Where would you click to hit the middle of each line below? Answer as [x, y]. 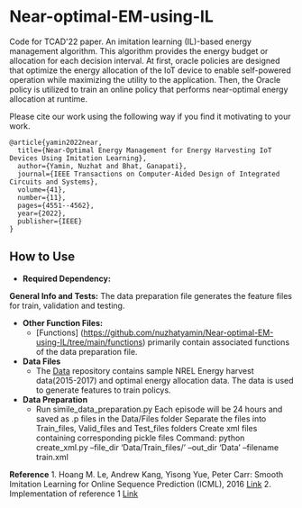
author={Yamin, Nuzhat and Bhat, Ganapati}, [102, 166]
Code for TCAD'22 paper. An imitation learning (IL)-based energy [131, 41]
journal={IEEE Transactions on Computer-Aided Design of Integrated [149, 174]
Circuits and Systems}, [54, 182]
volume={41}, [42, 190]
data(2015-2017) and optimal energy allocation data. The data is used [165, 380]
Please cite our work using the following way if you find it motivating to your [150, 116]
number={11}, [42, 197]
